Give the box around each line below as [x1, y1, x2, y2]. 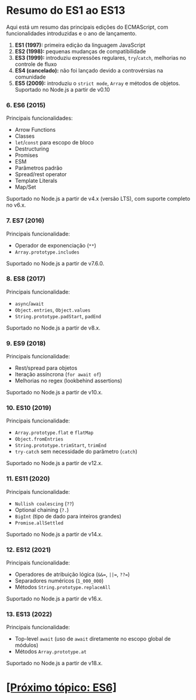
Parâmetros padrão [14, 164, 63, 171]
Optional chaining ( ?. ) [14, 506, 69, 513]
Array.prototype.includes [14, 249, 79, 255]
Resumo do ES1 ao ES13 [6, 4, 125, 17]
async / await [14, 300, 44, 307]
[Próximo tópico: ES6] [6, 681, 117, 694]
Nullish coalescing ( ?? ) [14, 500, 75, 507]
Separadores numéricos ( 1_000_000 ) [14, 577, 104, 584]
